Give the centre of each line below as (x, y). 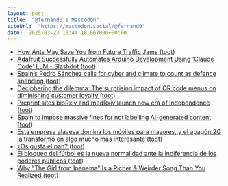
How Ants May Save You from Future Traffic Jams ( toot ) (96, 52)
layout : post (26, 13)
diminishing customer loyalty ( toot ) (66, 96)
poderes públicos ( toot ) (50, 161)
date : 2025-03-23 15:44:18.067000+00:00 (67, 32)
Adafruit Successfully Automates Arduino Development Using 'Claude (115, 59)
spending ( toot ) (39, 81)
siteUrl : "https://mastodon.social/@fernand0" (76, 26)
